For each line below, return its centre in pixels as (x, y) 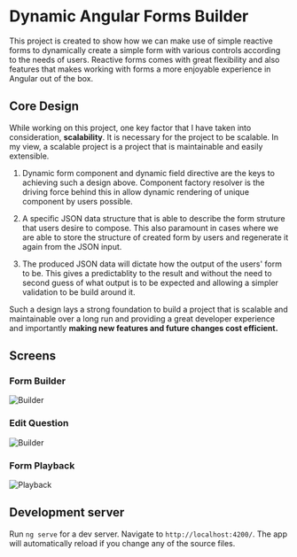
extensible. (29, 156)
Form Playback (42, 465)
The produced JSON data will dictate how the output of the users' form (152, 264)
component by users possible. (77, 201)
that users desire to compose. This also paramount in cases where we (150, 228)
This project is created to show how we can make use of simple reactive (141, 41)
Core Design (44, 107)
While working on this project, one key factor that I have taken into (130, 128)
